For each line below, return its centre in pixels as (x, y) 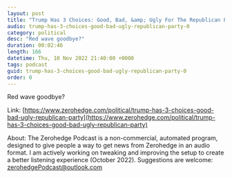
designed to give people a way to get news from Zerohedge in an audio (109, 146)
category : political (37, 33)
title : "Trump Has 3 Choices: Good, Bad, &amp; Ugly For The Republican (114, 20)
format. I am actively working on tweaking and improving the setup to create (116, 153)
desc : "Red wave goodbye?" (46, 39)
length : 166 (24, 52)
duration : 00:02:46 (35, 45)
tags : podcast (28, 65)
